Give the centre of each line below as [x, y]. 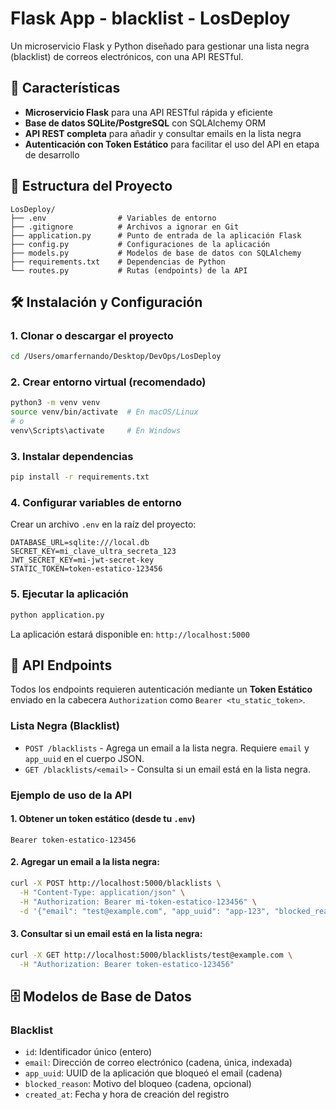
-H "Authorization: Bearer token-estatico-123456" [127, 964]
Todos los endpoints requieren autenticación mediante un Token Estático [161, 689]
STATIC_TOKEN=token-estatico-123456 [86, 569]
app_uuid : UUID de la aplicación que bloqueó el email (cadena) [153, 1073]
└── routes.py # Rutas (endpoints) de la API [129, 270]
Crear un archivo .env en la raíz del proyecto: [103, 524]
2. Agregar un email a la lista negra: [85, 862]
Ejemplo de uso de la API [71, 795]
